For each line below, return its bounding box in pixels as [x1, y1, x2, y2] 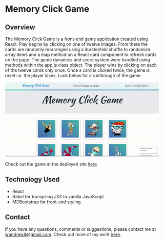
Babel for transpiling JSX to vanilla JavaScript [12, 193, 104, 199]
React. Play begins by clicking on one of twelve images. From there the [5, 41, 148, 47]
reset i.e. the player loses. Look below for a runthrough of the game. [5, 73, 142, 78]
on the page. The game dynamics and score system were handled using [5, 57, 150, 62]
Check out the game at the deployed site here [5, 161, 97, 167]
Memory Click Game [5, 3, 89, 15]
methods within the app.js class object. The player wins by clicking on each [5, 62, 157, 68]
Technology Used [5, 175, 60, 184]
